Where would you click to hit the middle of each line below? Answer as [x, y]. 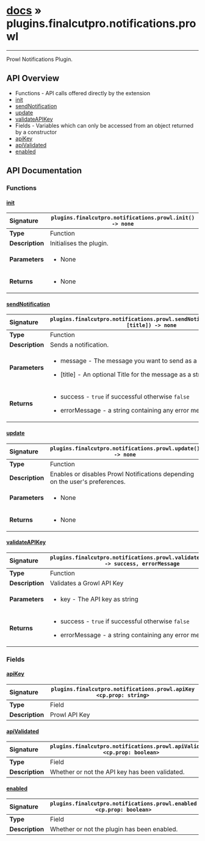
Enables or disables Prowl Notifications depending [122, 474]
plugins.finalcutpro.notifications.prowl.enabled [123, 804]
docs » [24, 11]
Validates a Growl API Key [87, 583]
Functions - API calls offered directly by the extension [83, 93]
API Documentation [44, 171]
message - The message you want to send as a [128, 361]
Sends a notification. [79, 345]
